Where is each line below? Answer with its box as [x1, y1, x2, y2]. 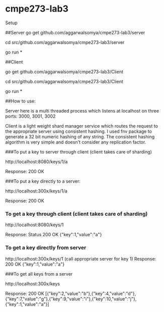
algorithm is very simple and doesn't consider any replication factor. [5, 139, 146, 145]
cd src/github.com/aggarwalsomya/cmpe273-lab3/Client [5, 78, 123, 84]
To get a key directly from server [5, 244, 87, 251]
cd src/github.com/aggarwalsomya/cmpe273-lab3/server [5, 39, 125, 45]
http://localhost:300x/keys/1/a [5, 188, 68, 194]
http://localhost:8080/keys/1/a [5, 159, 68, 165]
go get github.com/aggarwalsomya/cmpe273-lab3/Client [5, 69, 123, 75]
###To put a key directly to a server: [5, 178, 80, 184]
